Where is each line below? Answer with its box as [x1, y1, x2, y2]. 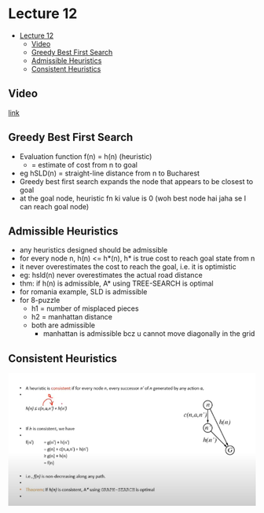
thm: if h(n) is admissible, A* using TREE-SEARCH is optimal [19, 279, 214, 288]
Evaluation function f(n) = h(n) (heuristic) [19, 151, 152, 161]
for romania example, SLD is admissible [19, 287, 148, 297]
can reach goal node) [19, 201, 90, 211]
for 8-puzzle [19, 296, 60, 305]
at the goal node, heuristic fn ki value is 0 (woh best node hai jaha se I [19, 194, 246, 203]
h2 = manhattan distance [31, 312, 112, 322]
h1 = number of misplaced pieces [31, 304, 139, 313]
